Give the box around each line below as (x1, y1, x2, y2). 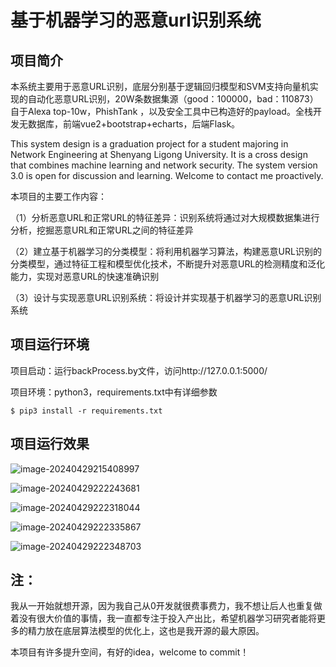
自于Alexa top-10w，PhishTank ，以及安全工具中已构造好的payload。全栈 (10, 106, 313, 117)
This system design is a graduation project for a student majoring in (10, 138, 289, 150)
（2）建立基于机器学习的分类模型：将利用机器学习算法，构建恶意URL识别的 (10, 246, 322, 257)
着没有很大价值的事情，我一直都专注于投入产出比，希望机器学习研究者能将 (10, 612, 317, 625)
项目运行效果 (10, 436, 90, 453)
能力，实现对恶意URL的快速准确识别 (10, 271, 160, 282)
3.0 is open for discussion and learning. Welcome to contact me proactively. (10, 170, 324, 181)
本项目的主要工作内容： (10, 191, 107, 202)
